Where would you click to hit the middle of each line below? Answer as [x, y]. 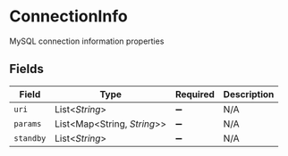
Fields [27, 69]
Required [195, 94]
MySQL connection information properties [87, 41]
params [28, 123]
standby [30, 138]
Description [249, 94]
